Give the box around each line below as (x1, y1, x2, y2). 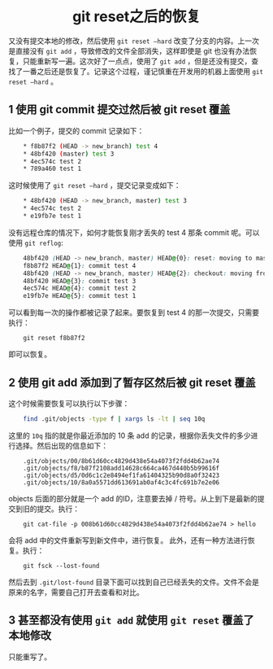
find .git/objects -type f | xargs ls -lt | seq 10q (23, 414, 206, 423)
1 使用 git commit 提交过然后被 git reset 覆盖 (8, 103, 231, 116)
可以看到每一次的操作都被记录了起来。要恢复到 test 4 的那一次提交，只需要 (8, 308, 260, 317)
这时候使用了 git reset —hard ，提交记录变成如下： (8, 181, 181, 190)
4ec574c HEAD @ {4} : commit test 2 (23, 284, 136, 293)
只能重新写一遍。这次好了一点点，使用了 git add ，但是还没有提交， (22, 56, 252, 66)
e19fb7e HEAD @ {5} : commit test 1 (23, 292, 136, 300)
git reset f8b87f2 (23, 334, 85, 343)
